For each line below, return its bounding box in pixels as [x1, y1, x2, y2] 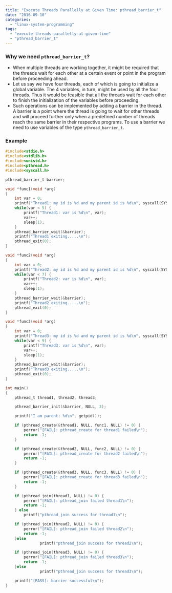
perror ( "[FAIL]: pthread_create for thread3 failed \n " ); [24, 475, 147, 480]
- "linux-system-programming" [10, 22, 74, 27]
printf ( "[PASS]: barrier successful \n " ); [14, 578, 104, 583]
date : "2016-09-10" [5, 12, 47, 17]
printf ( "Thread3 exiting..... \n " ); [14, 367, 91, 372]
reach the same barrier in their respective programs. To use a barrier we [12, 119, 165, 125]
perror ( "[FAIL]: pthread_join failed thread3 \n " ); [24, 555, 134, 560]
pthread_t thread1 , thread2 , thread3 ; [14, 395, 97, 400]
